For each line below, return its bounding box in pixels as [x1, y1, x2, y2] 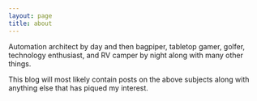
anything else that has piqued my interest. [8, 82, 148, 93]
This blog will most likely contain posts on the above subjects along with [8, 74, 250, 84]
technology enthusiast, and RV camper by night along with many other [8, 50, 244, 60]
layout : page [8, 11, 53, 20]
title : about [8, 19, 53, 27]
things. [8, 58, 32, 69]
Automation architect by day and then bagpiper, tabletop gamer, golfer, [8, 41, 246, 51]
